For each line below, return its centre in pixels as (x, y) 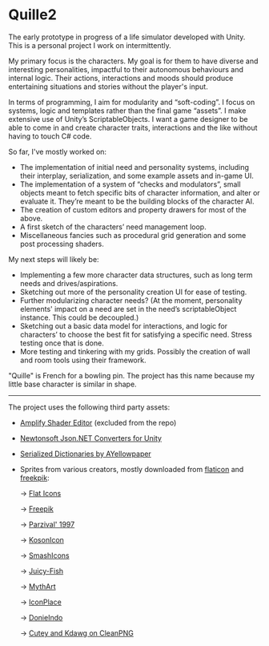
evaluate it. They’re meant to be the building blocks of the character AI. (137, 201)
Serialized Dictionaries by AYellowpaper (86, 454)
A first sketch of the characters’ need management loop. (113, 227)
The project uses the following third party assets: (89, 407)
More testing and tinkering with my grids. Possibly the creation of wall (135, 351)
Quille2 (33, 15)
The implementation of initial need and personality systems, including (134, 167)
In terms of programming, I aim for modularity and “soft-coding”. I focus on (132, 102)
